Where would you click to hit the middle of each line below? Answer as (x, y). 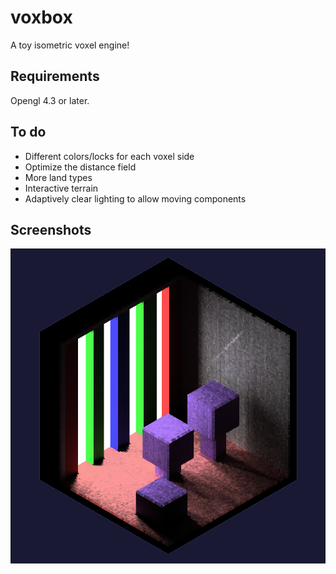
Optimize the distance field (80, 167)
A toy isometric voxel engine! (70, 45)
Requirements (55, 76)
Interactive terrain (61, 188)
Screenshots (51, 229)
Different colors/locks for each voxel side (109, 156)
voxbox (41, 17)
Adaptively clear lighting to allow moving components (135, 198)
